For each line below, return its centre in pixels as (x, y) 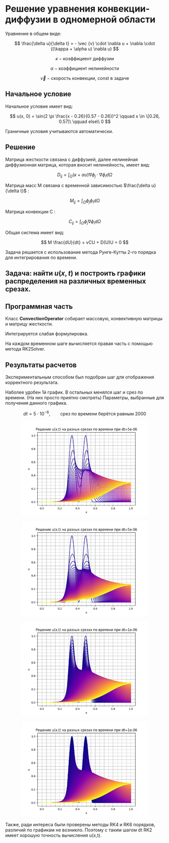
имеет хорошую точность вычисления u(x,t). (53, 835)
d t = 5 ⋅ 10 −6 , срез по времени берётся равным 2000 (85, 413)
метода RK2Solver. (25, 349)
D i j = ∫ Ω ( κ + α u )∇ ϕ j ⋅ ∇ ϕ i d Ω (85, 175)
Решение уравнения (50, 9)
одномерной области (108, 19)
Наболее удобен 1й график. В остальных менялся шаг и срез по (74, 392)
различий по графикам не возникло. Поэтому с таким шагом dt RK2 (79, 830)
